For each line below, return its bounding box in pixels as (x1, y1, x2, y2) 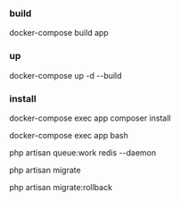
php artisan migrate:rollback (9, 181, 113, 192)
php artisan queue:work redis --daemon (9, 147, 157, 158)
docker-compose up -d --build (9, 70, 122, 80)
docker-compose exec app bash (9, 130, 129, 140)
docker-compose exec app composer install (9, 113, 171, 123)
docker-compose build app (9, 28, 109, 38)
